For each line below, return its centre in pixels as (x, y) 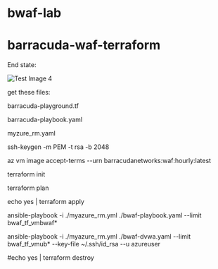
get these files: (29, 92)
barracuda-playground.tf (43, 106)
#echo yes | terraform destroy (51, 258)
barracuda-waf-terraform (84, 46)
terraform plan (28, 188)
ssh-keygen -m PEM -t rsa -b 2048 (58, 147)
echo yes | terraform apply (46, 202)
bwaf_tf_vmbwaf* (32, 223)
